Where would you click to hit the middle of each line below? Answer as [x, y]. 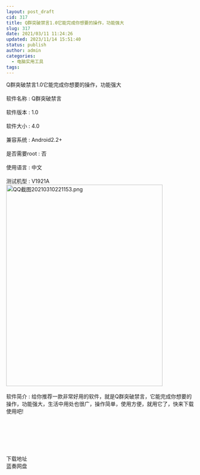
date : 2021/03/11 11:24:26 [40, 34]
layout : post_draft [30, 12]
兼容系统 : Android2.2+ [34, 140]
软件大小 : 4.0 [23, 126]
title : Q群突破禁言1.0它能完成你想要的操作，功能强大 [65, 23]
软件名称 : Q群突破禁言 [34, 98]
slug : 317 [18, 28]
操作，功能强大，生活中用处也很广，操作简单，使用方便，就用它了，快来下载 [100, 404]
